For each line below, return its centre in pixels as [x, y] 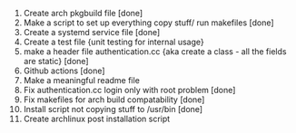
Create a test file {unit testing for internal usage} [114, 42]
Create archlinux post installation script [97, 119]
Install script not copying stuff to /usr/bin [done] [113, 109]
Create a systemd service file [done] [92, 32]
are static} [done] [56, 61]
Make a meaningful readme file [81, 80]
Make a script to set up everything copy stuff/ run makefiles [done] [149, 23]
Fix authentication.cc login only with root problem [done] [129, 90]
